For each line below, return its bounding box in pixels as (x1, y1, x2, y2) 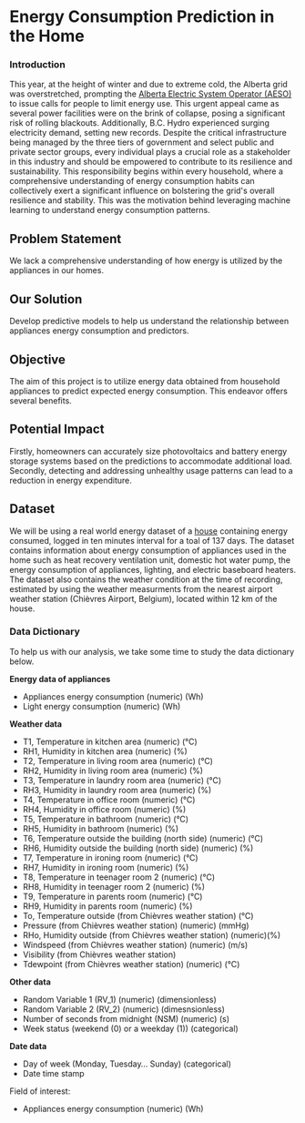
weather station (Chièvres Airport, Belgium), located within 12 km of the (9, 593, 278, 604)
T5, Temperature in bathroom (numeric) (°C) (22, 813, 189, 824)
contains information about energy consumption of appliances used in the (9, 545, 287, 556)
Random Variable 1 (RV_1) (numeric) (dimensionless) (22, 994, 217, 1005)
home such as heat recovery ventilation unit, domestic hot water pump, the (9, 554, 291, 566)
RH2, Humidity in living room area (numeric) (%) (22, 765, 203, 776)
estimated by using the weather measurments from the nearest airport (9, 583, 273, 594)
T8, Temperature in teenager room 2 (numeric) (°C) (22, 872, 216, 883)
